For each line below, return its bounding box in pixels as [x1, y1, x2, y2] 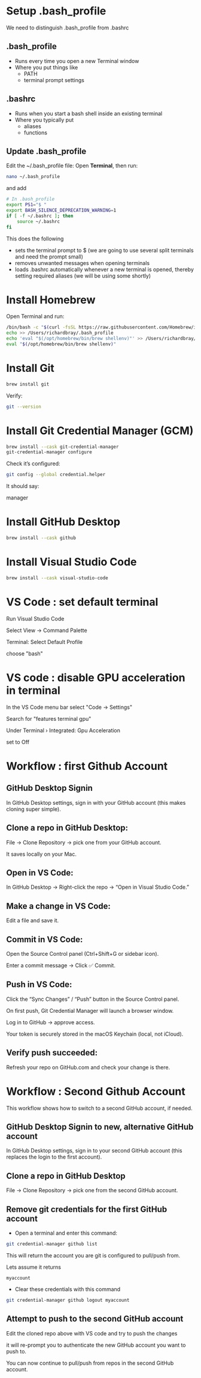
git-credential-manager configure [6, 449, 93, 455]
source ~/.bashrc [17, 218, 60, 224]
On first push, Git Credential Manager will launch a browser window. [6, 1007, 174, 1014]
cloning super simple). [6, 805, 62, 813]
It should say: [6, 483, 39, 490]
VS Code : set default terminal [6, 595, 159, 609]
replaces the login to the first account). [6, 1153, 102, 1161]
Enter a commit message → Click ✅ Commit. [6, 961, 115, 969]
